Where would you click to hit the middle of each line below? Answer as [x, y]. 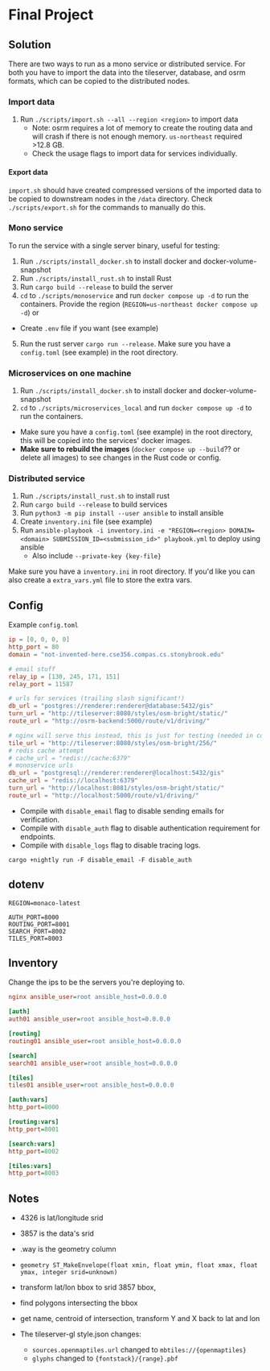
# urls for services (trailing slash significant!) [96, 698]
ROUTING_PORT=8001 [39, 924]
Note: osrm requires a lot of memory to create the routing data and [142, 128]
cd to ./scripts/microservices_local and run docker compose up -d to [136, 408]
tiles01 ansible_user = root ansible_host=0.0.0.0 [91, 1085]
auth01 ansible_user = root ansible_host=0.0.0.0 [90, 1019]
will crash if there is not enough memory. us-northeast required [137, 137]
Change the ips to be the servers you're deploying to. [96, 982]
